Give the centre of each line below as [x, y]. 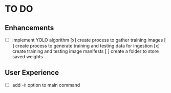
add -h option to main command [46, 85]
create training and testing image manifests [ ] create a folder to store [85, 51]
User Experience [32, 73]
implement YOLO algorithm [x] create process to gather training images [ [89, 40]
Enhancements [29, 28]
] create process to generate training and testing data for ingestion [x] [86, 46]
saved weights [27, 57]
